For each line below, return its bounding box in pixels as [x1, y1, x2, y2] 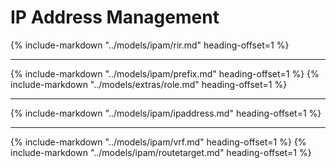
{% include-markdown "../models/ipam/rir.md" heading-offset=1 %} [10, 39, 290, 51]
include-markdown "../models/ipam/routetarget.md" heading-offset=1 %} [10, 146, 312, 158]
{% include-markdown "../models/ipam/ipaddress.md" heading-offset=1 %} [10, 107, 322, 119]
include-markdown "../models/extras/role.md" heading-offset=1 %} [10, 78, 288, 90]
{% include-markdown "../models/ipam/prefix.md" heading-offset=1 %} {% [10, 67, 320, 80]
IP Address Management [10, 6, 220, 29]
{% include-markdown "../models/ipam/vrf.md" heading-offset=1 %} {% [10, 136, 307, 148]
